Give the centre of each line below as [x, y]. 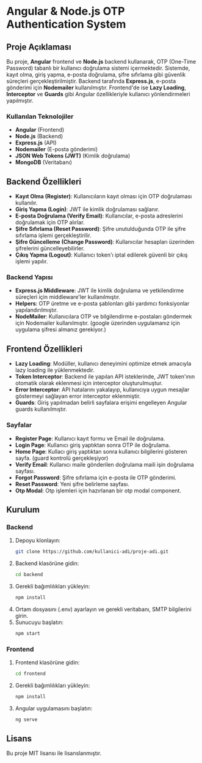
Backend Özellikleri [44, 182]
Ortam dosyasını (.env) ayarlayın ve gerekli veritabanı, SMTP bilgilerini [103, 609]
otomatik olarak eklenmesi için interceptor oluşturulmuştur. [89, 383]
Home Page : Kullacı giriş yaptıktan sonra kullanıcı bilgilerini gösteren [101, 451]
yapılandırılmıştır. [36, 310]
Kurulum [23, 509]
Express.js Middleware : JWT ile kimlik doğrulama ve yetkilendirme [99, 291]
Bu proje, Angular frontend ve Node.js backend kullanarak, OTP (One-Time [101, 62]
